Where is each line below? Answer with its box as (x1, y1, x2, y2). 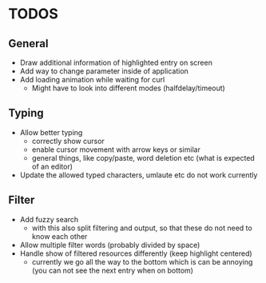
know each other (31, 231, 88, 241)
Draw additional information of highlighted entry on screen (19, 58, 213, 67)
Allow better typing (19, 127, 83, 137)
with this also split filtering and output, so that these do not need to (31, 223, 253, 233)
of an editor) (31, 161, 73, 171)
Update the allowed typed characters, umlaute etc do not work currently (19, 169, 258, 180)
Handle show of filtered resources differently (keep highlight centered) (19, 249, 253, 258)
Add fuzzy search (19, 214, 79, 224)
